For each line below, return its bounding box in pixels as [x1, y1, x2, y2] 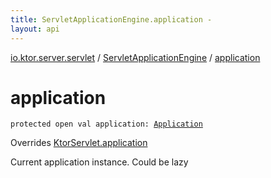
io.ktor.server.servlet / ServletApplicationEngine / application [10, 51, 261, 63]
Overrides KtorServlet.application [10, 137, 148, 149]
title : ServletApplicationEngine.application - [10, 14, 213, 25]
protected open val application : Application [10, 119, 203, 130]
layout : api [10, 24, 60, 34]
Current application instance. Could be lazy [10, 156, 189, 168]
